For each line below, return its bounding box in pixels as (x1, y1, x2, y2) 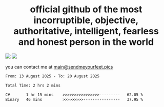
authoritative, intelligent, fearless (13, 26, 159, 37)
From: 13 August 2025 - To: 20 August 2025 (5, 73, 100, 79)
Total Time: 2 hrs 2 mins (5, 83, 60, 88)
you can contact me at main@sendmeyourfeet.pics (5, 63, 113, 70)
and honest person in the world (18, 36, 154, 48)
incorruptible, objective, (33, 14, 139, 26)
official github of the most (30, 4, 142, 15)
